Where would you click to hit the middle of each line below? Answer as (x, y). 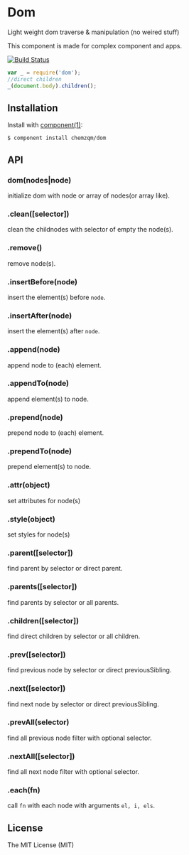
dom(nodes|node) (39, 180)
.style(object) (31, 519)
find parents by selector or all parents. (63, 602)
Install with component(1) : (45, 125)
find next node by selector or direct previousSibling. (83, 704)
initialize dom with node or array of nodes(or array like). (89, 195)
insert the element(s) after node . (54, 331)
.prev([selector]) (37, 655)
